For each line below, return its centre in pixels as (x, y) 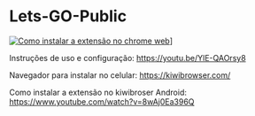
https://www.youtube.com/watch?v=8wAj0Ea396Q (102, 101)
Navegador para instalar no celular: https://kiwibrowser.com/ (120, 75)
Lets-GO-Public (68, 16)
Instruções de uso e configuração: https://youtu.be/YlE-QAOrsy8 (127, 58)
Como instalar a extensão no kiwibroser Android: (98, 92)
